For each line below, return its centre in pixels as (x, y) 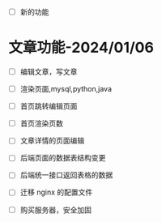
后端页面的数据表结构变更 (63, 158)
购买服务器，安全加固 (55, 210)
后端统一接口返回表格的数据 (66, 175)
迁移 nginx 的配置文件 (56, 192)
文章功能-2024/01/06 (81, 48)
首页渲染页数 (41, 123)
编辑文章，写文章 (49, 72)
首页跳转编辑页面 (49, 106)
